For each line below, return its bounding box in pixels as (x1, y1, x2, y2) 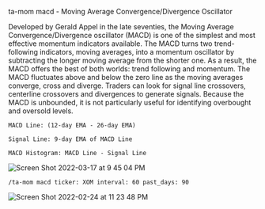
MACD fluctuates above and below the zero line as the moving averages (8, 73, 244, 82)
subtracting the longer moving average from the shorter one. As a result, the (8, 55, 257, 65)
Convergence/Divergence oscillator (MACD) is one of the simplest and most (8, 31, 256, 40)
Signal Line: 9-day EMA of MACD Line (8, 135, 133, 143)
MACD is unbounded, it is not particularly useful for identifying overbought (8, 98, 252, 107)
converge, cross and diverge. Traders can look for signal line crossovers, (8, 81, 247, 90)
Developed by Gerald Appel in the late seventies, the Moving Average (8, 22, 235, 31)
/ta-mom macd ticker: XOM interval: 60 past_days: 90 (8, 178, 190, 186)
